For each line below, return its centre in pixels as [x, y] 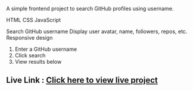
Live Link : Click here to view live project [82, 80]
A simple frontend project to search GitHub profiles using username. [90, 9]
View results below [38, 62]
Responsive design [29, 38]
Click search [30, 55]
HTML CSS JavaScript [34, 20]
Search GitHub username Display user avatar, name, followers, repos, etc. [97, 31]
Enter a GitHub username [46, 49]
